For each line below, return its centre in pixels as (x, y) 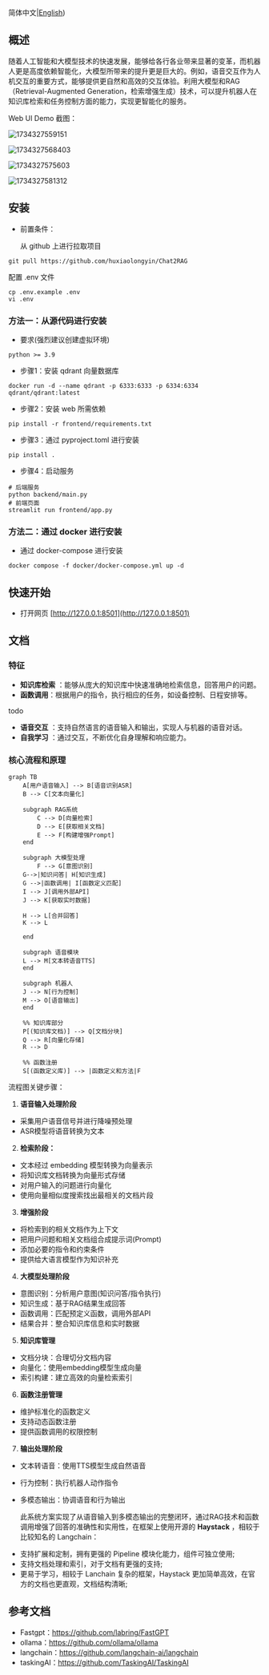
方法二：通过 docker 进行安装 (65, 531)
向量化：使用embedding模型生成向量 (81, 1368)
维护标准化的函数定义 (55, 1412)
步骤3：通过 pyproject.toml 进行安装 (80, 439)
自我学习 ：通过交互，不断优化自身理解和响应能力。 (105, 737)
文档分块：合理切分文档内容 (66, 1358)
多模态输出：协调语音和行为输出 (72, 1500)
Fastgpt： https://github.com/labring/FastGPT (94, 1632)
